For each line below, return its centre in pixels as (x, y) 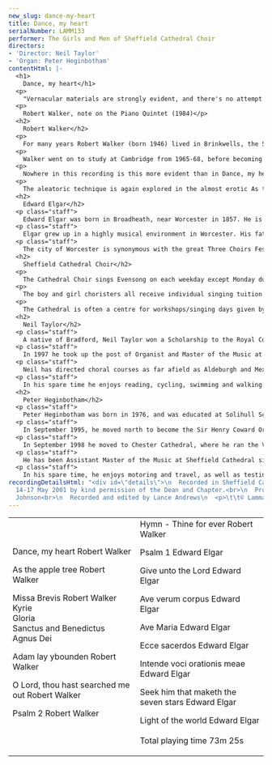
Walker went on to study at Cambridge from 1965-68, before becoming (143, 159)
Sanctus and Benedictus (59, 628)
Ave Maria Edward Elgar (185, 627)
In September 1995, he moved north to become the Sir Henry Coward (139, 430)
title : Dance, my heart (49, 23)
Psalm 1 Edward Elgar (181, 552)
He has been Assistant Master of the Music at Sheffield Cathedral (139, 460)
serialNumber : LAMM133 (47, 31)
